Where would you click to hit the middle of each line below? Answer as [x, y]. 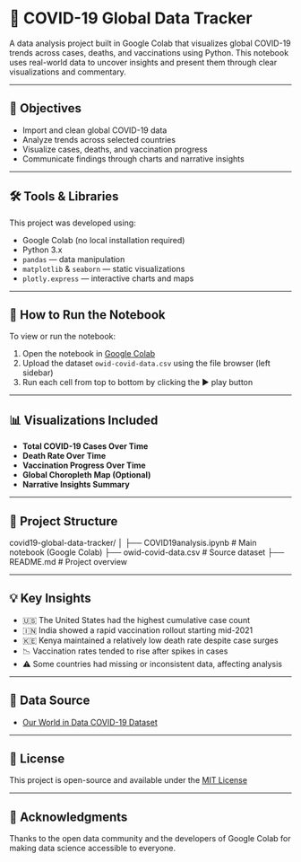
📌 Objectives [46, 108]
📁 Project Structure [64, 521]
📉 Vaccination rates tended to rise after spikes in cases [125, 651]
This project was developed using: [73, 223]
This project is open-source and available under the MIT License [129, 780]
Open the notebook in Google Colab [89, 354]
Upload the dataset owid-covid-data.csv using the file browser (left [146, 364]
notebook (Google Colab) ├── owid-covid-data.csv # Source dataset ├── [147, 552]
